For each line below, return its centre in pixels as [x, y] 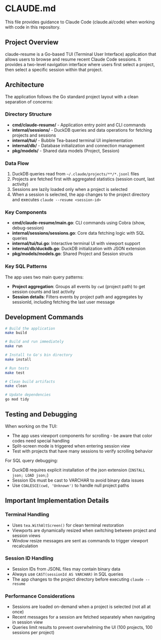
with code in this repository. [33, 27]
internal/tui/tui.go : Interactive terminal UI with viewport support [76, 243]
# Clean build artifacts [30, 381]
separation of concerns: [29, 102]
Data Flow [17, 163]
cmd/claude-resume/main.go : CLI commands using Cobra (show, [79, 223]
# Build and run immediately [34, 342]
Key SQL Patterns [26, 266]
